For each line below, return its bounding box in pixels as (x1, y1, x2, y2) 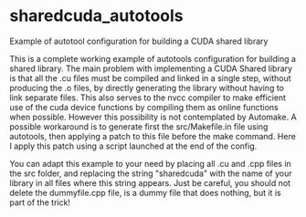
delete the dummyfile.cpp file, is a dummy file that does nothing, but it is (9, 187, 281, 198)
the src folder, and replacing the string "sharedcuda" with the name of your (9, 168, 292, 179)
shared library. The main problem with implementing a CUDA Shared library (9, 63, 293, 74)
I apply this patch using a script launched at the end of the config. (9, 140, 258, 151)
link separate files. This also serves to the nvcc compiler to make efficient (9, 92, 286, 103)
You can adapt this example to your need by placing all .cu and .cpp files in (9, 158, 292, 169)
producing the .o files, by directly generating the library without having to (9, 82, 285, 93)
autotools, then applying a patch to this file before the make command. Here (9, 130, 297, 141)
